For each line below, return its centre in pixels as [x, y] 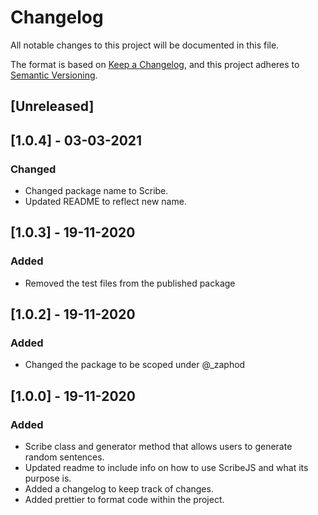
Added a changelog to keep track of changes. [119, 489]
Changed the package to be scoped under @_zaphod [135, 365]
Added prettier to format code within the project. [124, 500]
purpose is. [48, 478]
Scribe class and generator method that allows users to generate [158, 447]
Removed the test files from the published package [130, 283]
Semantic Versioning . [54, 75]
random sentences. [64, 457]
